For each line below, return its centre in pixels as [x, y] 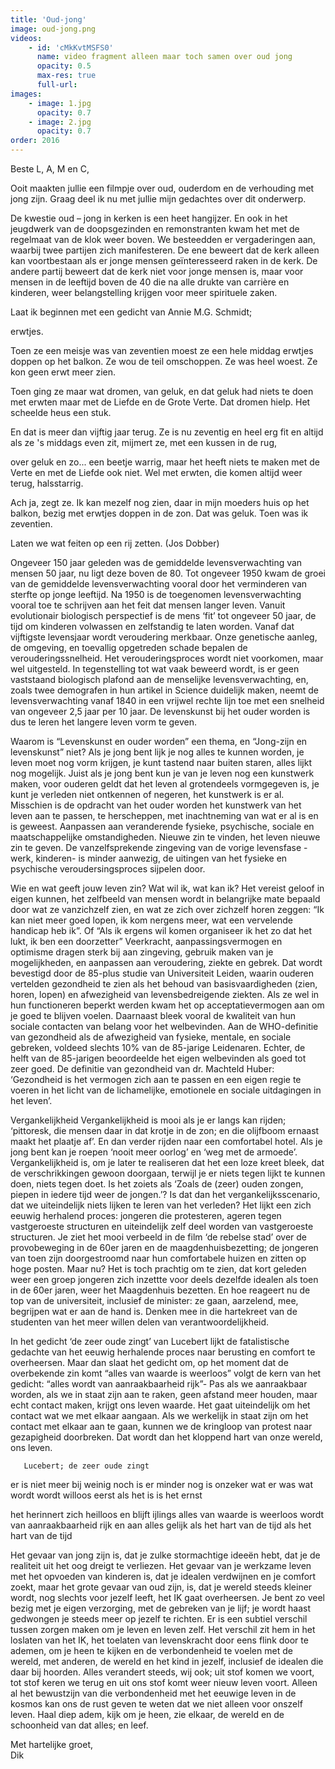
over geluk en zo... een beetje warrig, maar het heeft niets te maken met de [165, 462]
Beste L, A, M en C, [50, 169]
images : [26, 94]
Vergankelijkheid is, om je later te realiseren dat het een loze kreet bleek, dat [167, 1162]
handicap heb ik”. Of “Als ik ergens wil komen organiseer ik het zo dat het [161, 930]
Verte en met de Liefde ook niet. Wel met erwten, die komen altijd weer [156, 472]
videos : [26, 38]
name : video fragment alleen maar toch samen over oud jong [164, 57]
